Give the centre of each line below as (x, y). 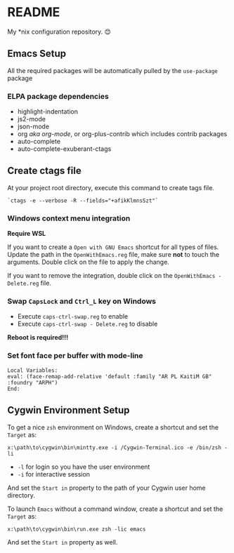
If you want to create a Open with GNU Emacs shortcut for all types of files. (113, 247)
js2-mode (31, 119)
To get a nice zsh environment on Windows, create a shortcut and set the (113, 427)
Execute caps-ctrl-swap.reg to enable (73, 317)
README (34, 12)
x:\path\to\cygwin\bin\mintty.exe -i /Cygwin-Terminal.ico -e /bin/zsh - (118, 447)
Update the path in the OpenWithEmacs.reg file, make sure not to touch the (113, 255)
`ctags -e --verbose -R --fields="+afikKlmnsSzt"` (83, 201)
